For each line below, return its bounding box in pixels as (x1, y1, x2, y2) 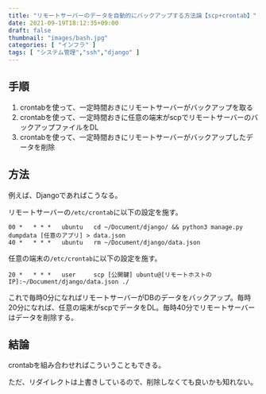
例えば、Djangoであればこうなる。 (8, 190, 122, 199)
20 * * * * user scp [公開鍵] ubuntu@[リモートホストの (8, 271, 212, 279)
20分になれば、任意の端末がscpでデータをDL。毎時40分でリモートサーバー (8, 303, 256, 312)
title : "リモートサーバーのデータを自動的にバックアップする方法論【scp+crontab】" (8, 11, 256, 20)
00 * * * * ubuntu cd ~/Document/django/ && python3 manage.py (8, 223, 244, 231)
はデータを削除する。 (8, 312, 78, 322)
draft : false (8, 26, 52, 34)
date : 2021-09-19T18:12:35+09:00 (8, 19, 119, 27)
